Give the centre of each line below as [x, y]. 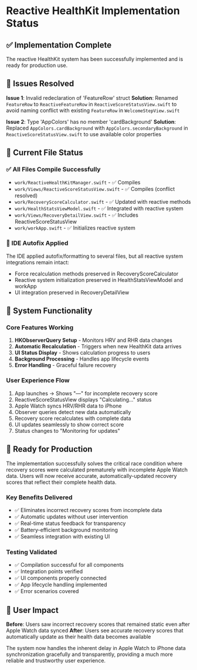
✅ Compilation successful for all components [69, 565]
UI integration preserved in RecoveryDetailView [72, 292]
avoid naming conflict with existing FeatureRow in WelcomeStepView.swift [93, 110]
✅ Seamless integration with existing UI [62, 536]
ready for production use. [37, 65]
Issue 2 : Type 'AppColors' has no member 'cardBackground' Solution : [91, 122]
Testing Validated [32, 552]
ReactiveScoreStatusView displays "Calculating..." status [83, 399]
